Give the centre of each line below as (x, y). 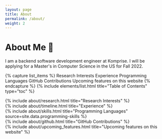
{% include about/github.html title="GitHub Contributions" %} (67, 122)
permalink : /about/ (25, 19)
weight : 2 (15, 23)
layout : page (18, 10)
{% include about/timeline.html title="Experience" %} (59, 106)
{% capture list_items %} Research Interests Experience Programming (76, 76)
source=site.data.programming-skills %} (46, 116)
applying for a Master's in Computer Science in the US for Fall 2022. (74, 66)
